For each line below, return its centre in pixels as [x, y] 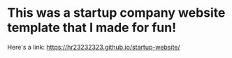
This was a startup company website [116, 13]
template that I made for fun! [92, 28]
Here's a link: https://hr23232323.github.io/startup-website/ [94, 47]
